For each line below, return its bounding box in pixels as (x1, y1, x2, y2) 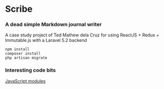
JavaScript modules (5, 78, 46, 84)
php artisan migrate (5, 56, 48, 60)
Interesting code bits (5, 67, 56, 74)
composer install (5, 51, 41, 56)
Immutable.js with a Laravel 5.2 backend (5, 37, 87, 43)
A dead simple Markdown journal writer (5, 21, 102, 28)
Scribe (5, 3, 33, 15)
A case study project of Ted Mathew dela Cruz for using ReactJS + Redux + (5, 32, 160, 38)
